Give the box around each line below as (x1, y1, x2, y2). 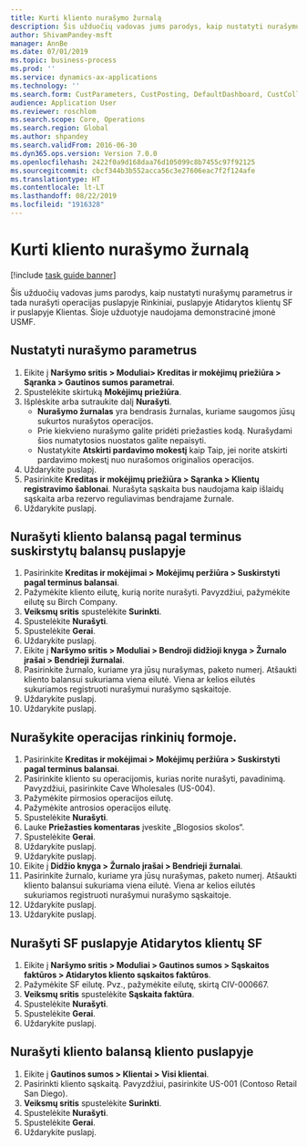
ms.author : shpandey (10, 132, 89, 141)
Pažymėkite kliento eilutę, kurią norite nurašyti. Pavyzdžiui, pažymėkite (23, 587, 291, 598)
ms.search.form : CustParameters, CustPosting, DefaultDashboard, (10, 89, 263, 99)
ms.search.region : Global (10, 124, 108, 133)
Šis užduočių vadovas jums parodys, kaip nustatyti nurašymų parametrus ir (10, 287, 293, 297)
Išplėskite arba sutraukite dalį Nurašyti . (23, 396, 172, 407)
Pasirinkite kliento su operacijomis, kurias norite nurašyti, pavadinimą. (23, 773, 286, 785)
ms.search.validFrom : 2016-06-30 (10, 141, 138, 150)
